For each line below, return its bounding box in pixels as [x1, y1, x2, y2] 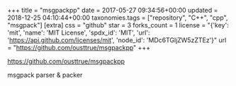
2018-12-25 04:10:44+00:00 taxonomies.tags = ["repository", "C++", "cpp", [7, 13, 228, 22]
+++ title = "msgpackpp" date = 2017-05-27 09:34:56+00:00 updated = [7, 6, 218, 14]
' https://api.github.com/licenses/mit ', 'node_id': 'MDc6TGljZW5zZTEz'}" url [7, 36, 227, 44]
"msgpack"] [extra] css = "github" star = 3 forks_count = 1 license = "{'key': [7, 21, 229, 29]
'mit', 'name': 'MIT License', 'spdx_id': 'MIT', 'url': [7, 28, 150, 37]
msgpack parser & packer [7, 70, 83, 79]
